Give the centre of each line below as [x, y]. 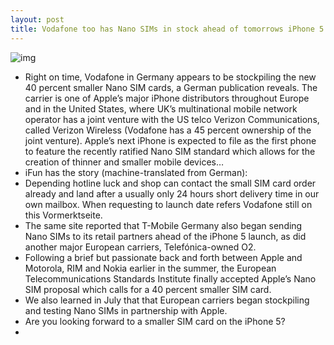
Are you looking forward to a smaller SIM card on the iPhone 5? [155, 321]
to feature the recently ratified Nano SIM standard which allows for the [170, 151]
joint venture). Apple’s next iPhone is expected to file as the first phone [170, 140]
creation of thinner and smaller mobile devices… [124, 162]
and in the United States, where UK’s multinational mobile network [161, 108]
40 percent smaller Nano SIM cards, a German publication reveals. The [171, 87]
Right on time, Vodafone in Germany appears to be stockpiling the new [170, 77]
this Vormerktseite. [63, 215]
